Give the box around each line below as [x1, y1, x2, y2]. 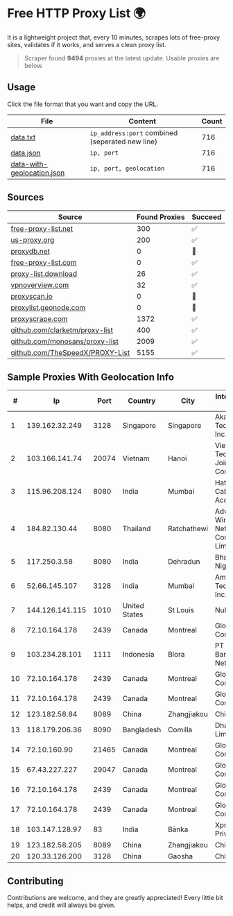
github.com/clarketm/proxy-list [10, 325, 113, 335]
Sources [7, 191, 44, 203]
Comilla [167, 725, 193, 735]
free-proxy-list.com [10, 257, 78, 267]
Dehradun [167, 557, 200, 567]
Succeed [191, 212, 222, 222]
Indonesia [122, 650, 155, 659]
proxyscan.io [10, 291, 53, 301]
